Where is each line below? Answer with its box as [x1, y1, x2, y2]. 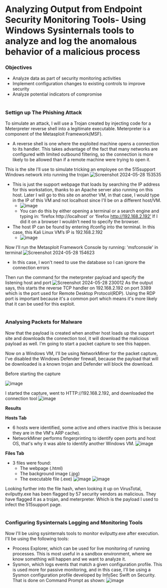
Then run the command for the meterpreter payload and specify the [5, 274, 145, 280]
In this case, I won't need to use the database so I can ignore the [12, 259, 146, 265]
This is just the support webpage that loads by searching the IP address [12, 181, 161, 187]
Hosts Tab [5, 415, 27, 421]
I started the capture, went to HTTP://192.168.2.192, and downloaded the [5, 390, 154, 396]
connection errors [12, 264, 50, 271]
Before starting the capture [5, 371, 61, 377]
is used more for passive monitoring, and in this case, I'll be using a [12, 567, 151, 573]
